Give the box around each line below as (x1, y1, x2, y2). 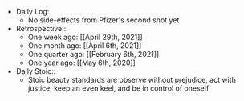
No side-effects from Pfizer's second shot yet (27, 15, 180, 25)
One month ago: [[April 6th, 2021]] (27, 41, 142, 50)
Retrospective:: (15, 24, 67, 33)
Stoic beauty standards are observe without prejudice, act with (27, 75, 237, 84)
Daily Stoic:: (15, 67, 56, 75)
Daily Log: (15, 7, 50, 16)
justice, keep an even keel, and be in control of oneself (27, 83, 209, 93)
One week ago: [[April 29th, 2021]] (27, 32, 143, 42)
